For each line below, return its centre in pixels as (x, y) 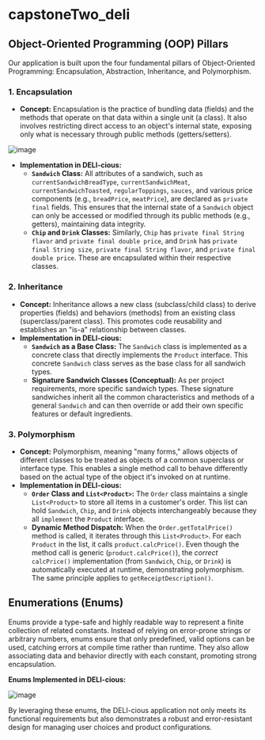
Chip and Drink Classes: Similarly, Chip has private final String (138, 232)
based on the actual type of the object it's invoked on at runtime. (125, 477)
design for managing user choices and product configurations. (110, 727)
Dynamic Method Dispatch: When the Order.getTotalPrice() (132, 527)
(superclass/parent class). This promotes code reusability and (121, 321)
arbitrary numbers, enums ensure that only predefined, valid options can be (132, 638)
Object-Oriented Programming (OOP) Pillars (118, 44)
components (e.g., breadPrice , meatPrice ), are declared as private (140, 199)
